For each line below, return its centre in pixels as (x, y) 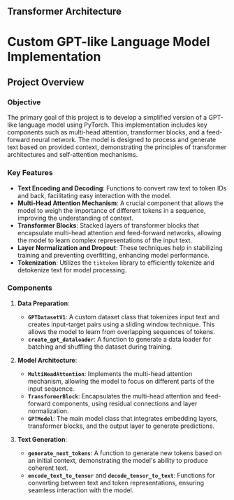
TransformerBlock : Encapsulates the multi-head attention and (116, 396)
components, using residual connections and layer (125, 403)
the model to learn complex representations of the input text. (105, 240)
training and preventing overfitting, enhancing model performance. (113, 255)
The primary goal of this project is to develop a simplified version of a (107, 118)
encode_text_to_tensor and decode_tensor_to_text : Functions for (121, 475)
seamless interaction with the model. (81, 490)
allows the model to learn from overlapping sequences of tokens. (121, 331)
